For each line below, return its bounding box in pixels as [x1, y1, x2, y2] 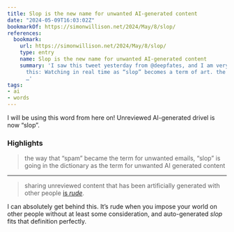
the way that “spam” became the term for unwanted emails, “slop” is [24, 154, 221, 162]
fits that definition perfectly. [7, 217, 87, 226]
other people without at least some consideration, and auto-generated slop [7, 210, 223, 218]
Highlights [7, 138, 43, 148]
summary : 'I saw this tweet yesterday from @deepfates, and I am [19, 62, 214, 69]
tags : [7, 82, 23, 88]
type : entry [19, 49, 54, 56]
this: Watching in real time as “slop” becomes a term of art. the [25, 68, 226, 75]
